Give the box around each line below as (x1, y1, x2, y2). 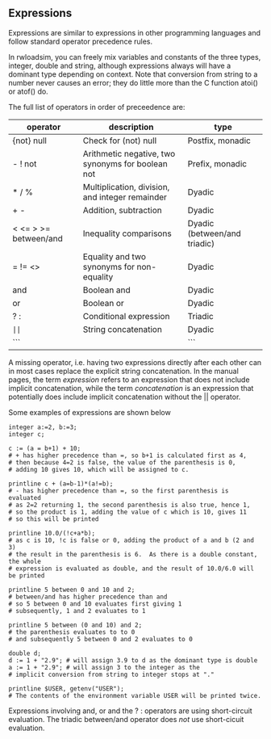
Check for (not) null (82, 135, 157, 146)
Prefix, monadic (187, 157, 248, 169)
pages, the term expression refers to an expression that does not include (8, 375, 250, 384)
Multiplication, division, (82, 181, 170, 192)
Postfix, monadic (187, 135, 252, 146)
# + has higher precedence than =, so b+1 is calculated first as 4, (8, 451, 248, 460)
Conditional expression (82, 310, 170, 321)
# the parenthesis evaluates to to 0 (8, 628, 135, 636)
